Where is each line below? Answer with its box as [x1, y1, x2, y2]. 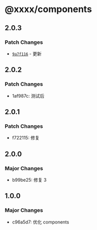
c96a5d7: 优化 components [12, 219, 69, 225]
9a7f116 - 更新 [12, 50, 42, 56]
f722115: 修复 [12, 135, 40, 141]
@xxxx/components [5, 4, 92, 15]
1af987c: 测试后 [12, 93, 45, 99]
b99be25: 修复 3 [12, 177, 46, 183]
